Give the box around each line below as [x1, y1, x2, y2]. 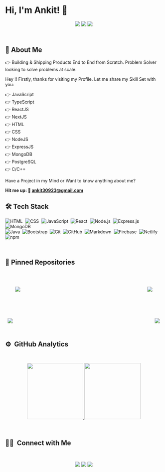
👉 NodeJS [5, 136, 28, 142]
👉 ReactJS [5, 106, 29, 112]
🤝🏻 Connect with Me [5, 439, 71, 447]
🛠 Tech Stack [5, 202, 49, 211]
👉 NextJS [5, 114, 27, 120]
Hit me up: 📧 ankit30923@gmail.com [5, 187, 84, 193]
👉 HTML [5, 121, 25, 127]
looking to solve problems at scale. [5, 66, 77, 72]
